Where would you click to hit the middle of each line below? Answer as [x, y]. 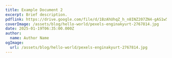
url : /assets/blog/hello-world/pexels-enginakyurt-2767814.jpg [79, 47]
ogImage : [15, 43]
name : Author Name [30, 38]
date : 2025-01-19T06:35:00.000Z [40, 29]
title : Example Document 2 [34, 10]
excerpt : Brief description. [36, 15]
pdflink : [15, 19]
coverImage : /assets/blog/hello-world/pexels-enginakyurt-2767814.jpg [82, 24]
